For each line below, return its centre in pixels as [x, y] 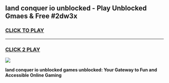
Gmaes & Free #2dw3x [41, 16]
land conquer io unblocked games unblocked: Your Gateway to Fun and [81, 69]
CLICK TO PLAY [25, 31]
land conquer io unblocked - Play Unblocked [76, 8]
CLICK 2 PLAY [23, 49]
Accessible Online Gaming [33, 75]
